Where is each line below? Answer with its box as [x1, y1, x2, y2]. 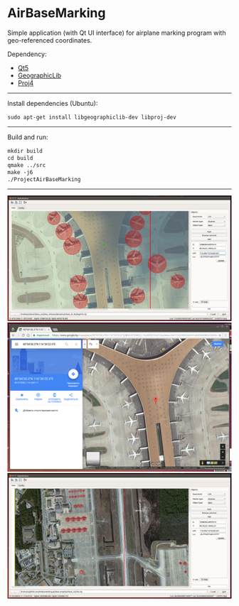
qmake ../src [7, 161, 46, 168]
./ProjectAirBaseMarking [7, 175, 81, 183]
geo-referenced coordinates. [7, 36, 92, 44]
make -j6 [7, 168, 33, 175]
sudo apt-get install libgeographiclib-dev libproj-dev [7, 114, 176, 121]
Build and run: [7, 133, 48, 141]
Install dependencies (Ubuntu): [7, 99, 98, 107]
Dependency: [7, 50, 47, 58]
